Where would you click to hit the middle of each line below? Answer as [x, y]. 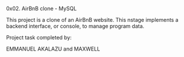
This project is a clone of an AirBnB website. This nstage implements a [92, 20]
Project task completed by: [39, 37]
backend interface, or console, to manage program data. [75, 26]
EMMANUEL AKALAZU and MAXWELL [53, 49]
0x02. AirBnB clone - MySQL [42, 9]
